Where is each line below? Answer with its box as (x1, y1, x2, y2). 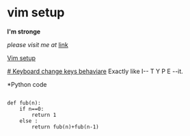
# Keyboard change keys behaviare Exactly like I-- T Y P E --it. (7, 67, 183, 75)
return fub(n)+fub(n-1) (31, 123, 99, 131)
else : (19, 118, 38, 124)
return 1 (31, 111, 57, 118)
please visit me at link (7, 40, 68, 49)
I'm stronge (7, 27, 41, 36)
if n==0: (19, 105, 44, 112)
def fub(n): (7, 99, 41, 107)
